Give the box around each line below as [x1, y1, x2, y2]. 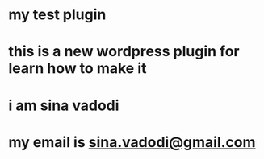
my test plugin [8, 6, 107, 24]
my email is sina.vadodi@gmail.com [8, 132, 256, 151]
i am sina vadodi [8, 96, 119, 114]
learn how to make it [8, 59, 147, 78]
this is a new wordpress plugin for [8, 43, 240, 61]
